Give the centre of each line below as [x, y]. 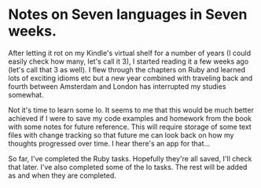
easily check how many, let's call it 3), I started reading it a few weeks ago [129, 61]
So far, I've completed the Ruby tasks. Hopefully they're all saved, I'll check [130, 158]
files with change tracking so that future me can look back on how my [121, 135]
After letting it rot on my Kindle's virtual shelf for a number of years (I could [130, 53]
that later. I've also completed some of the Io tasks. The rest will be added [128, 167]
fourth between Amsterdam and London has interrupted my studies [117, 86]
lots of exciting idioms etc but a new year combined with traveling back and [130, 78]
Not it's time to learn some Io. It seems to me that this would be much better [131, 110]
